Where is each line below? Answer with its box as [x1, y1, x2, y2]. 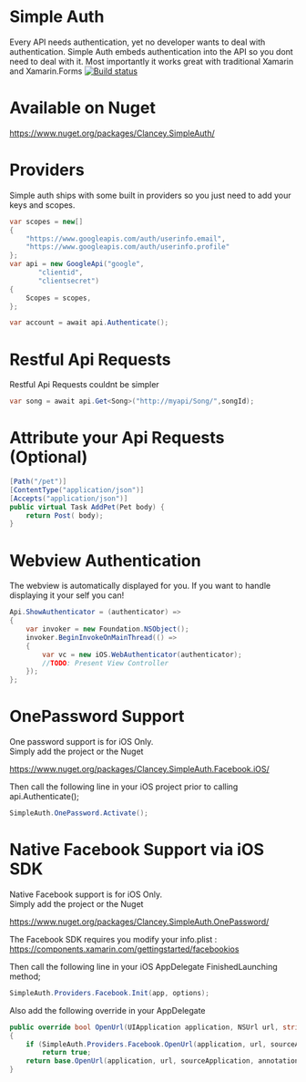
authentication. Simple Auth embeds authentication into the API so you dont [9, 46, 293, 57]
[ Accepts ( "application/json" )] [9, 494, 128, 503]
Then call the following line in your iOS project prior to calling [9, 781, 239, 792]
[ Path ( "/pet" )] [9, 477, 67, 487]
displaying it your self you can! [9, 590, 125, 601]
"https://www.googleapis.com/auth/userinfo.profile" [25, 242, 230, 252]
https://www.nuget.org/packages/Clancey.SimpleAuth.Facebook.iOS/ [9, 764, 270, 775]
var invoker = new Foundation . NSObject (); [25, 624, 189, 634]
